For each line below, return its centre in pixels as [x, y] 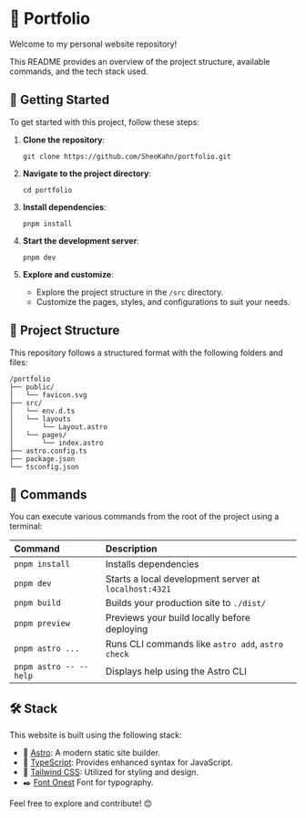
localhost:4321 [138, 589]
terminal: [26, 526]
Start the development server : [81, 240]
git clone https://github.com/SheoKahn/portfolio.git [127, 156]
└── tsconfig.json [44, 467]
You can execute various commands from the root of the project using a [144, 517]
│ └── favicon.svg [49, 395]
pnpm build [37, 603]
